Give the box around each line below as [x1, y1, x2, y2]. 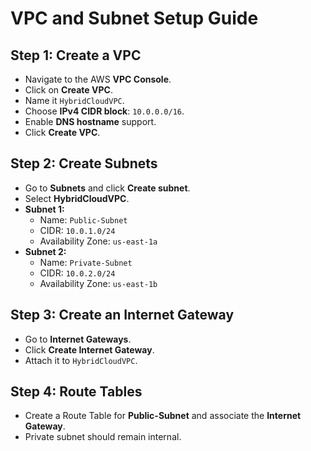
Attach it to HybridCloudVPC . [24, 354, 138, 366]
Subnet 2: [24, 245, 67, 257]
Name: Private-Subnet [39, 256, 133, 268]
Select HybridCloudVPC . [24, 192, 130, 204]
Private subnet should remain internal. [24, 431, 182, 443]
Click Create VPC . [24, 127, 101, 138]
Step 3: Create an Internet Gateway [10, 307, 235, 324]
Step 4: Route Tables [10, 383, 143, 401]
